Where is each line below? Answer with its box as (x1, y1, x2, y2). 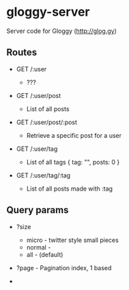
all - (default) (26, 250, 63, 258)
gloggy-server (6, 4, 90, 20)
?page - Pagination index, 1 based (16, 263, 112, 271)
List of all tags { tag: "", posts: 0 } (26, 158, 120, 166)
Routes (6, 47, 38, 58)
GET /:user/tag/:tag (16, 171, 71, 179)
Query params (6, 204, 69, 216)
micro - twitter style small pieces (26, 236, 119, 244)
